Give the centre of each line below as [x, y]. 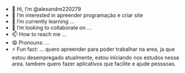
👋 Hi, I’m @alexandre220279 [46, 9]
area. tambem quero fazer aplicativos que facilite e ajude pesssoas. [94, 64]
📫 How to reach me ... [39, 34]
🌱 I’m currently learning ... [43, 21]
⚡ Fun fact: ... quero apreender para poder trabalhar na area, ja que [93, 49]
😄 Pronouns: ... [31, 43]
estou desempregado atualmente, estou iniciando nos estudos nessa [95, 58]
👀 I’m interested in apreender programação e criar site [77, 15]
